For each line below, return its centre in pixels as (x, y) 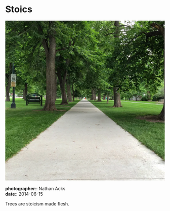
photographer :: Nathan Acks (35, 188)
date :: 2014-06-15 (24, 194)
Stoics (19, 9)
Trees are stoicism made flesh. (37, 203)
